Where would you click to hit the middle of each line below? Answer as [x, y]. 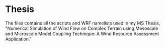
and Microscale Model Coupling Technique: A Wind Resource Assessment [82, 33]
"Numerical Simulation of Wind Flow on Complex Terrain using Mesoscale [82, 28]
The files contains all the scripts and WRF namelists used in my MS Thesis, [83, 23]
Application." [18, 39]
